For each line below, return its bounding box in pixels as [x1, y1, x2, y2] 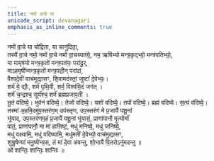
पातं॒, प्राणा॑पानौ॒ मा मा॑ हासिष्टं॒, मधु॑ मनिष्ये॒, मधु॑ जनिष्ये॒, [7, 122, 121, 131]
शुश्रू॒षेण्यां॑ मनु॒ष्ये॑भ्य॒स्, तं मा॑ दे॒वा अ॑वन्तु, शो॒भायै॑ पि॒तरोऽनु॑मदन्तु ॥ [7, 138, 142, 147]
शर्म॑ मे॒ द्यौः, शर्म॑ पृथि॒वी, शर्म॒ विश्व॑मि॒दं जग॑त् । [7, 83, 103, 91]
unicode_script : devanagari [7, 17, 91, 24]
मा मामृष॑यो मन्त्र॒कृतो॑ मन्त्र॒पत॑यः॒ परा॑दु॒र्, [7, 59, 89, 67]
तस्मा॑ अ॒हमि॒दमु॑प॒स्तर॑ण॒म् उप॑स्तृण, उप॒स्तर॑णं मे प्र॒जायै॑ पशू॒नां [7, 107, 133, 115]
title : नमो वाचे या [7, 10, 55, 18]
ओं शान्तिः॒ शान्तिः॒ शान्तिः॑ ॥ [7, 146, 65, 155]
